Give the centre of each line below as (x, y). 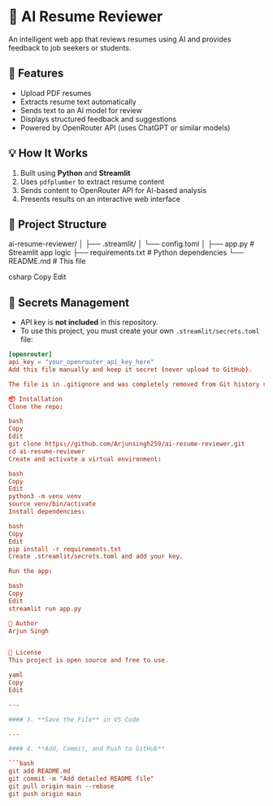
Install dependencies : (47, 512)
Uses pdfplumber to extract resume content (92, 182)
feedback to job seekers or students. (70, 47)
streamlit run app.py (45, 609)
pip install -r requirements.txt (65, 549)
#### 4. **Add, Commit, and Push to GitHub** (87, 749)
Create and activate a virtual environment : (85, 459)
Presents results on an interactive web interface (100, 199)
